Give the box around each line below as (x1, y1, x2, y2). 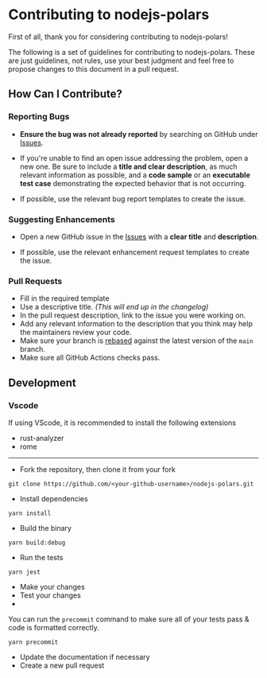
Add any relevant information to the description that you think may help (19, 319, 253, 329)
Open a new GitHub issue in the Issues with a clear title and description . (19, 232, 259, 241)
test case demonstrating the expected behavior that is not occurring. (19, 178, 246, 188)
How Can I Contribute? (8, 88, 123, 101)
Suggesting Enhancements (8, 213, 115, 224)
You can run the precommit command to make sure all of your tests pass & (8, 614, 250, 624)
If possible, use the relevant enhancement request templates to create (19, 247, 250, 256)
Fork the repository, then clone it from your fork (19, 464, 176, 474)
